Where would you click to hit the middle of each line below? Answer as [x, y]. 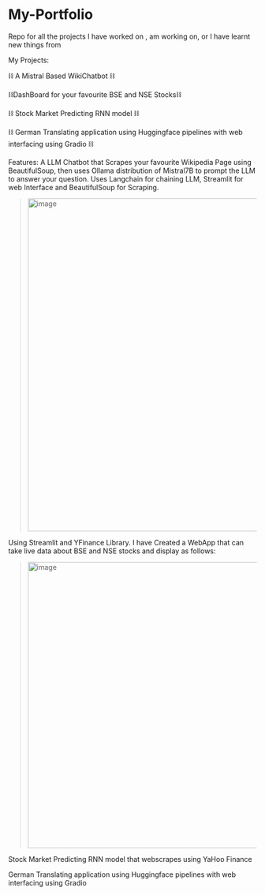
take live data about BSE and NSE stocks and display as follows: [112, 551]
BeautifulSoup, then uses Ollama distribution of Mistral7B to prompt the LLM [132, 170]
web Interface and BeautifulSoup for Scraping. [84, 187]
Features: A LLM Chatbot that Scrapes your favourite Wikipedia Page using [130, 162]
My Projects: [29, 60]
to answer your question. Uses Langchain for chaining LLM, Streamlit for [126, 178]
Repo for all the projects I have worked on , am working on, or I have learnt [129, 36]
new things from [35, 44]
